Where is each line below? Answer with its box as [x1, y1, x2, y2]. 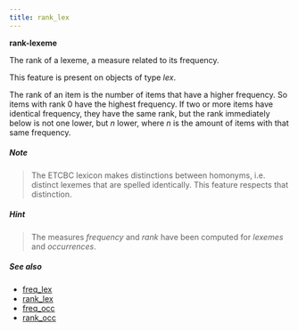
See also [9, 262, 43, 272]
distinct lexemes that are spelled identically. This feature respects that [30, 179, 288, 190]
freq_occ [21, 303, 55, 313]
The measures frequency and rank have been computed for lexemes [30, 231, 284, 242]
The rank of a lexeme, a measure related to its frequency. [9, 54, 220, 65]
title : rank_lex [9, 12, 70, 22]
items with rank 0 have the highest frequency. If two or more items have [9, 99, 274, 109]
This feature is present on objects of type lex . [9, 72, 177, 83]
